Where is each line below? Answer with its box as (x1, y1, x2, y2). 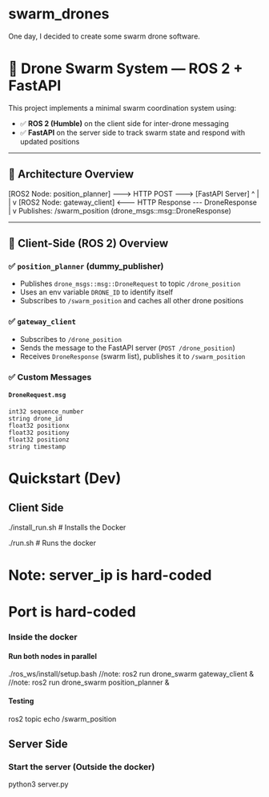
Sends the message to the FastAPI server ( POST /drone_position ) (19, 343, 236, 352)
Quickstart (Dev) (8, 469, 122, 487)
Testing (8, 696, 34, 706)
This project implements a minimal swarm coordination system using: (8, 103, 237, 112)
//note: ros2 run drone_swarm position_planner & (8, 677, 170, 687)
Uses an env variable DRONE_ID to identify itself (19, 287, 174, 297)
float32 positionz (8, 435, 70, 444)
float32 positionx (8, 421, 70, 429)
